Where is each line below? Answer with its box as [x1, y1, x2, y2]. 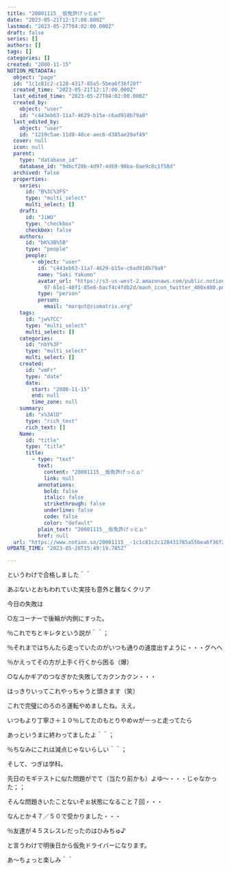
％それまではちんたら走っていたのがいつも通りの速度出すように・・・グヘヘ [7, 643, 223, 651]
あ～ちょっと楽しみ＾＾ [7, 856, 73, 864]
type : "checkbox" [25, 220, 75, 227]
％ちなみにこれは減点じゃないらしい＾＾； [7, 745, 127, 754]
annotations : [37, 481, 75, 488]
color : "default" [43, 519, 94, 526]
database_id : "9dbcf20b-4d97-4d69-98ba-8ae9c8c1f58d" [19, 162, 176, 170]
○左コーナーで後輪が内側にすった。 [7, 614, 108, 623]
